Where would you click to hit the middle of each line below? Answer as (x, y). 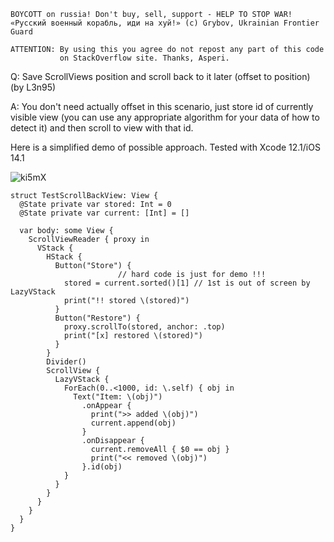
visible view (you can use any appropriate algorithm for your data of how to (165, 117)
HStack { (64, 257)
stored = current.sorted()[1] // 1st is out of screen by (187, 283)
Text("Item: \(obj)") (118, 397)
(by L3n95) (33, 87)
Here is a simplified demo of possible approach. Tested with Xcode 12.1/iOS (165, 147)
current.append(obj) (133, 423)
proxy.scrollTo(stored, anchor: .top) (144, 327)
